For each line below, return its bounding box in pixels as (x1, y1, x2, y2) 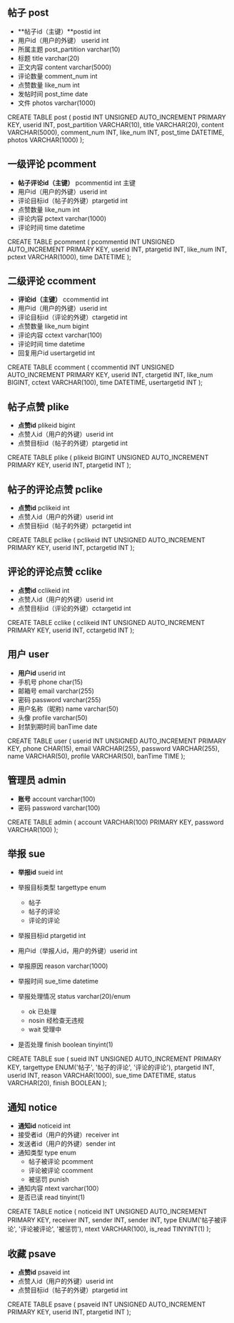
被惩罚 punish (28, 1175, 69, 1184)
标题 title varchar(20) (17, 54, 80, 62)
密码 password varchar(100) (17, 803, 101, 812)
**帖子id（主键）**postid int (17, 27, 101, 36)
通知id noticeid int (17, 1122, 71, 1130)
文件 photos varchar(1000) (17, 99, 96, 107)
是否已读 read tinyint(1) (17, 1193, 86, 1202)
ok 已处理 (28, 1007, 57, 1016)
